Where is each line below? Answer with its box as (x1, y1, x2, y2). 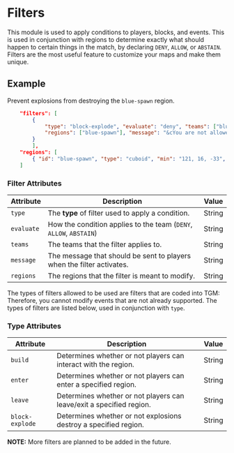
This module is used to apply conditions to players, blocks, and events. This (7, 28, 225, 36)
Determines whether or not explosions (56, 411, 182, 421)
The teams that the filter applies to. (47, 239, 162, 249)
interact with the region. (56, 359, 134, 369)
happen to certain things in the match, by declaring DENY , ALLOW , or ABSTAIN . (7, 43, 221, 51)
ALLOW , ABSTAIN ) (47, 228, 97, 238)
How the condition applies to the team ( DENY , (47, 219, 193, 229)
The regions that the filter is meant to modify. (47, 271, 195, 281)
